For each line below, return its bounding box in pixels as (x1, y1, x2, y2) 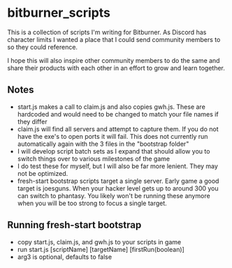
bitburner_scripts (7, 5, 110, 21)
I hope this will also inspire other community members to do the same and (7, 56, 220, 64)
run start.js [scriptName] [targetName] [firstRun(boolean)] (17, 245, 185, 253)
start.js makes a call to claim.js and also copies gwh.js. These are (17, 103, 206, 111)
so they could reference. (7, 43, 78, 51)
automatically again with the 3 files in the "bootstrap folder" (17, 140, 189, 148)
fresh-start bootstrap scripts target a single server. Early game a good (17, 177, 219, 185)
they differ (17, 117, 48, 126)
